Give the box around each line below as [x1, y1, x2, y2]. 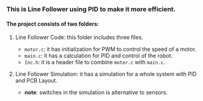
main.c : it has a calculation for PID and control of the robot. [24, 52, 173, 59]
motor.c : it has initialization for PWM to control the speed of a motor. [24, 45, 197, 53]
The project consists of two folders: [6, 20, 100, 28]
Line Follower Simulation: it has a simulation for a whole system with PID [15, 70, 197, 78]
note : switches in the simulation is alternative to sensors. [24, 89, 168, 96]
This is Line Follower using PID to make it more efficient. [6, 5, 176, 13]
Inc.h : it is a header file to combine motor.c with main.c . [24, 59, 165, 66]
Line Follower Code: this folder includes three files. [15, 34, 144, 41]
